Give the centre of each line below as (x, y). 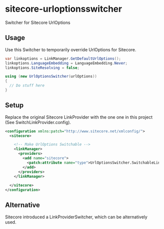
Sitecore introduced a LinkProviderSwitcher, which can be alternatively (76, 217)
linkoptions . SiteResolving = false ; (42, 68)
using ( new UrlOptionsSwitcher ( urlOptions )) (51, 77)
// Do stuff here (27, 86)
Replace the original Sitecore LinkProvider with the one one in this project (79, 117)
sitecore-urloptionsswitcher (63, 9)
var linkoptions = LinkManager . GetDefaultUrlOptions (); (63, 59)
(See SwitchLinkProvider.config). (38, 122)
